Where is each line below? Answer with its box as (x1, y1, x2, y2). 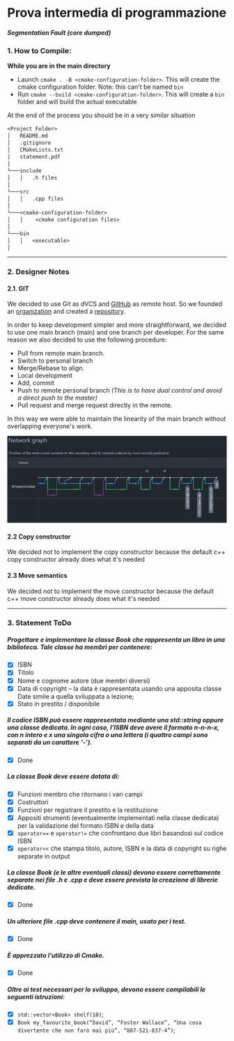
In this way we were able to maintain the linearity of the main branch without (7, 414, 226, 423)
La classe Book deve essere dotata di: (7, 772, 120, 780)
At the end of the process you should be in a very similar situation (7, 111, 196, 119)
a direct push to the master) (17, 393, 98, 402)
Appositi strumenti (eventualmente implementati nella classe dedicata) (17, 813, 219, 822)
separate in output (17, 852, 70, 861)
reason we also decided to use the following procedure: (7, 335, 167, 344)
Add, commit (17, 379, 54, 387)
